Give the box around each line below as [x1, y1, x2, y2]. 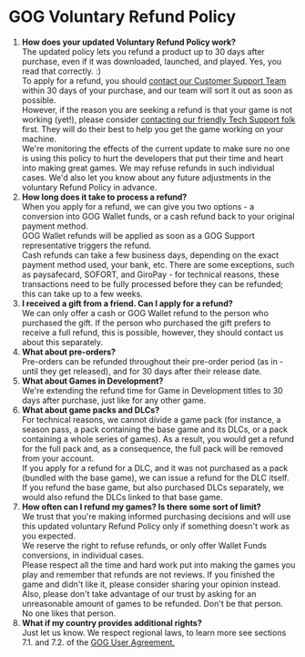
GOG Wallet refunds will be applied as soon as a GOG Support [21, 230, 256, 241]
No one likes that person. [21, 608, 117, 619]
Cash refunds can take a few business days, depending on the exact [21, 249, 280, 261]
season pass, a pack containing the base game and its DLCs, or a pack [21, 424, 289, 435]
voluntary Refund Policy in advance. [21, 181, 158, 192]
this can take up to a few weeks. [21, 288, 143, 299]
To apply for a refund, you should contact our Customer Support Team [21, 75, 287, 86]
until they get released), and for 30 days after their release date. [21, 365, 262, 376]
